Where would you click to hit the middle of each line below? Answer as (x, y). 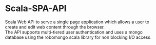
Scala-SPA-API (36, 8)
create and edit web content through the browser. (55, 27)
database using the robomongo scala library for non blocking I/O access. (78, 37)
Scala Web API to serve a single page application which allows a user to (77, 22)
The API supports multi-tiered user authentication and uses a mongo (74, 32)
